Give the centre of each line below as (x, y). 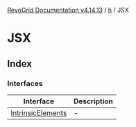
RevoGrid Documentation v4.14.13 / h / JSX (68, 10)
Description (93, 101)
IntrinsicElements (39, 112)
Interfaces (25, 83)
